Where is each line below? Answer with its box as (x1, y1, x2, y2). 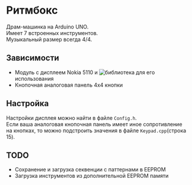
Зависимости (6, 53, 59, 63)
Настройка (6, 98, 49, 109)
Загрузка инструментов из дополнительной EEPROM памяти (14, 173, 169, 180)
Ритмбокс (6, 4, 58, 17)
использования (14, 75, 54, 82)
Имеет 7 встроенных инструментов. (6, 29, 98, 36)
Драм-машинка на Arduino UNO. (6, 23, 89, 30)
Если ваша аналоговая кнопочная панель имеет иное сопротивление (6, 120, 183, 127)
